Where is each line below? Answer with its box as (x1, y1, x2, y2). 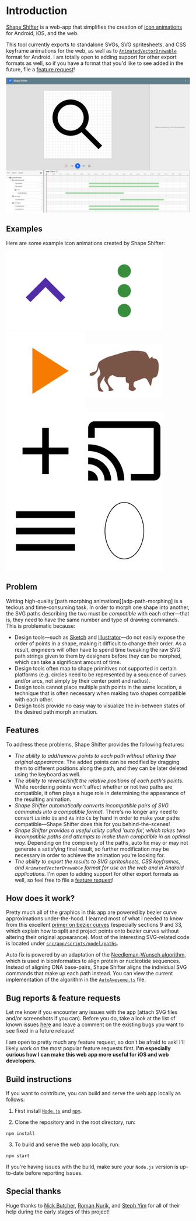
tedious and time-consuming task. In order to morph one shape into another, (6, 604, 190, 611)
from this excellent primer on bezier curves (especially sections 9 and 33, (6, 921, 183, 928)
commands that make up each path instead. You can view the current (6, 970, 173, 977)
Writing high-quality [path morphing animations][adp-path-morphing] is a (6, 597, 183, 604)
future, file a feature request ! (6, 66, 75, 73)
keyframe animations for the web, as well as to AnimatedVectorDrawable (6, 47, 177, 54)
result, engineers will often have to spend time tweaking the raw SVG (14, 646, 181, 653)
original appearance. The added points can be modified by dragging (14, 758, 180, 765)
